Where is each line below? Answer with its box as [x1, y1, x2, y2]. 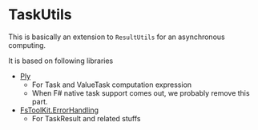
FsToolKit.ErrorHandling [19, 105, 99, 115]
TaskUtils [8, 6, 72, 24]
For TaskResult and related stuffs [31, 113, 141, 123]
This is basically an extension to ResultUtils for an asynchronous [8, 32, 226, 41]
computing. [8, 40, 46, 49]
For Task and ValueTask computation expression [31, 80, 192, 89]
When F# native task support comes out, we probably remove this [31, 88, 250, 97]
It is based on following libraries [8, 56, 114, 65]
